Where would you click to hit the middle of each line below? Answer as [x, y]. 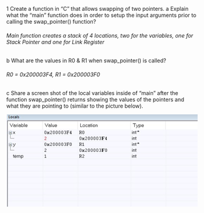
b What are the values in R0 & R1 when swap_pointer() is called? [86, 61]
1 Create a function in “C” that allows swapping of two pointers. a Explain [97, 9]
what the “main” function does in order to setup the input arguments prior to [101, 15]
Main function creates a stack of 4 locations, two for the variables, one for [100, 35]
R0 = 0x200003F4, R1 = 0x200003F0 [53, 74]
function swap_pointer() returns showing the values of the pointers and [95, 100]
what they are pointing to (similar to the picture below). [75, 106]
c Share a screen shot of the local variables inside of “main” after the [92, 93]
